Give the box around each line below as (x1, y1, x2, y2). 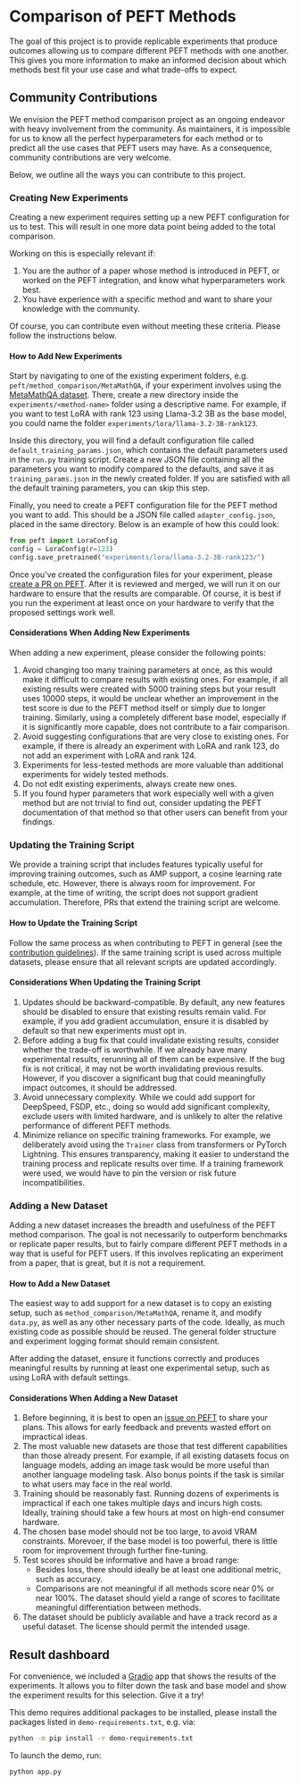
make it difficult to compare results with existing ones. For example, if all (21, 675, 288, 685)
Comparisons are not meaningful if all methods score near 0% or (35, 1583, 275, 1594)
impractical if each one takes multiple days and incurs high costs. (21, 1498, 263, 1509)
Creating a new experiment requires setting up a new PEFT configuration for (9, 212, 290, 222)
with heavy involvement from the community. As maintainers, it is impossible (9, 123, 291, 134)
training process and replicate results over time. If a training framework (21, 1158, 284, 1169)
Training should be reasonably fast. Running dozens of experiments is (21, 1488, 279, 1499)
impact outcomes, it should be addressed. (21, 1082, 178, 1093)
